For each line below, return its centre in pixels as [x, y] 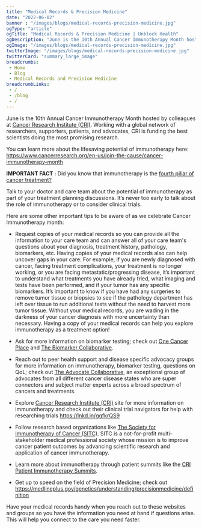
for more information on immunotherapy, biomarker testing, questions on [105, 365]
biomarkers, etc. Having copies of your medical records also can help [101, 253]
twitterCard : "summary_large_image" [52, 56]
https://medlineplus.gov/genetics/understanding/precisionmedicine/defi [104, 488]
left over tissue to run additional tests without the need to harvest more [103, 304]
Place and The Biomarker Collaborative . [64, 347]
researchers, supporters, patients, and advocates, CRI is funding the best [97, 131]
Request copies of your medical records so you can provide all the [97, 234]
